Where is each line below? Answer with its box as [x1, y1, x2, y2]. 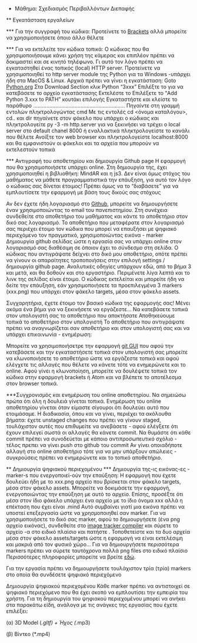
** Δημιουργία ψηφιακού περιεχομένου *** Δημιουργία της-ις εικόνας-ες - [6, 466, 190, 472]
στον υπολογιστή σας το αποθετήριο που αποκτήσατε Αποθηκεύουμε [6, 312, 175, 319]
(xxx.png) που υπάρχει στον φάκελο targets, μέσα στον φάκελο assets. [6, 288, 181, 295]
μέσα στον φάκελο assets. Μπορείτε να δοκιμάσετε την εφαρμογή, [6, 484, 171, 491]
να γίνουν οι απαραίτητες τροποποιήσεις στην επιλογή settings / [6, 257, 165, 263]
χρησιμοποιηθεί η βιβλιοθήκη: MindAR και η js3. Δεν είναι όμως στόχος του [6, 170, 191, 177]
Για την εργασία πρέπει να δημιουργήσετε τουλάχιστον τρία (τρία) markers [6, 565, 191, 572]
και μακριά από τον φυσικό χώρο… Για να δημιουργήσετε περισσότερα [6, 541, 179, 548]
